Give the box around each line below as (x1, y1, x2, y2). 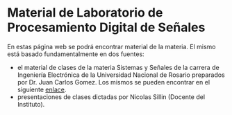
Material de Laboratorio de (7, 5, 163, 21)
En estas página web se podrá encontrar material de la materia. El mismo (7, 42, 217, 51)
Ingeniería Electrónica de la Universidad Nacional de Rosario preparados (17, 71, 225, 79)
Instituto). (17, 100, 45, 108)
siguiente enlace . (17, 85, 67, 94)
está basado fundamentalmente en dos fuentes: (7, 50, 144, 58)
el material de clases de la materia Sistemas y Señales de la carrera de (17, 63, 220, 71)
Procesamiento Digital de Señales (7, 19, 206, 35)
